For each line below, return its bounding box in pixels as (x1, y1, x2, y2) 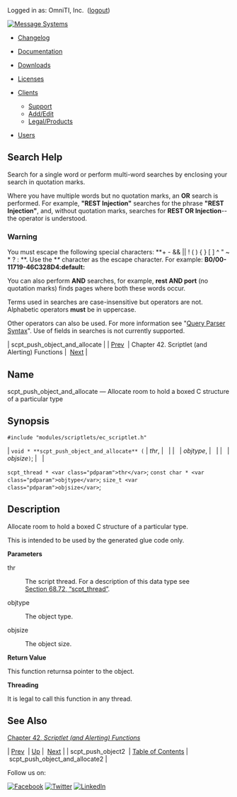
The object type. (25, 612, 73, 621)
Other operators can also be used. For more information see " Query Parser (7, 319, 226, 328)
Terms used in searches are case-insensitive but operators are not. (7, 298, 203, 307)
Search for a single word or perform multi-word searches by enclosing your (7, 170, 228, 179)
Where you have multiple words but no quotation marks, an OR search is (7, 191, 219, 200)
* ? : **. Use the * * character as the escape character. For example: (7, 255, 203, 264)
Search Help (7, 152, 63, 164)
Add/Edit (28, 110, 54, 118)
